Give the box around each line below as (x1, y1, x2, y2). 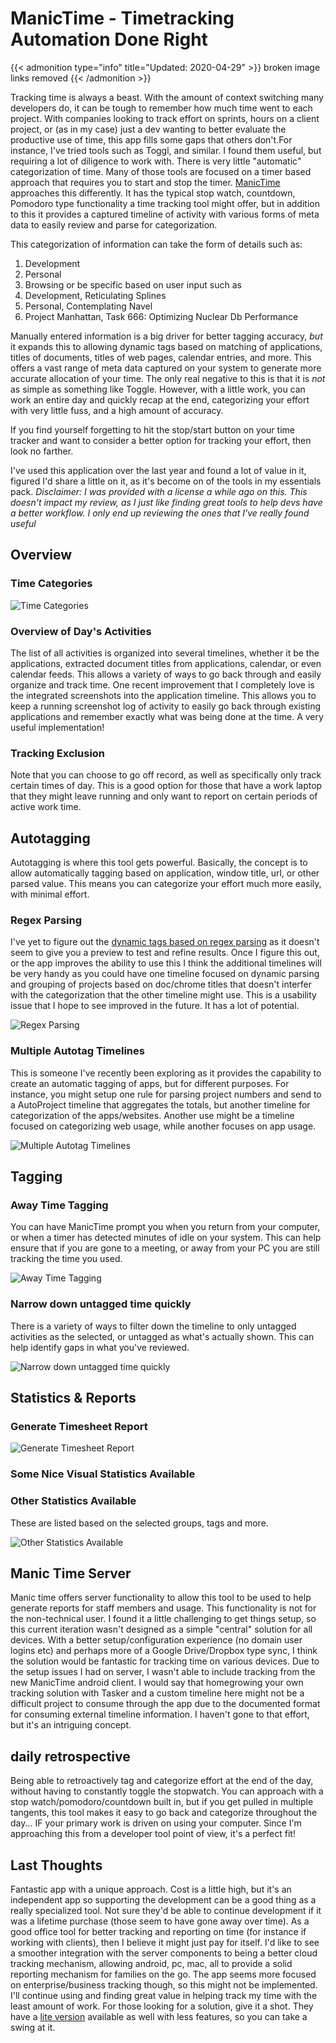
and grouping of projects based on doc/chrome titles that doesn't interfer (10, 978, 312, 991)
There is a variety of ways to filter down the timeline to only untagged (10, 1320, 297, 1332)
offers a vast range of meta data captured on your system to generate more (10, 362, 322, 374)
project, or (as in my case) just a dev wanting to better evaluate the (10, 123, 287, 135)
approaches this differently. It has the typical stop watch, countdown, (10, 187, 296, 199)
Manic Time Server (10, 1565, 132, 1582)
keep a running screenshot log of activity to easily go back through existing (10, 700, 322, 712)
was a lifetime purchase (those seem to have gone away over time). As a (10, 1915, 310, 1927)
